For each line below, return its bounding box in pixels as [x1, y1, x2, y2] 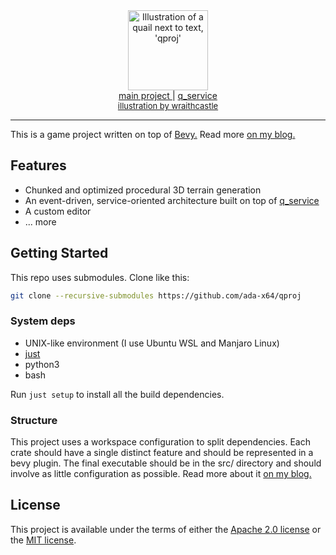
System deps [10, 314, 76, 328]
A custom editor [24, 205, 92, 217]
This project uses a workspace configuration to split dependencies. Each [10, 436, 311, 448]
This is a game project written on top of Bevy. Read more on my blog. [10, 129, 296, 140]
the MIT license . [10, 534, 77, 546]
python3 [24, 358, 60, 370]
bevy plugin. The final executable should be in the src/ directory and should [10, 457, 322, 469]
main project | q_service [118, 90, 218, 101]
